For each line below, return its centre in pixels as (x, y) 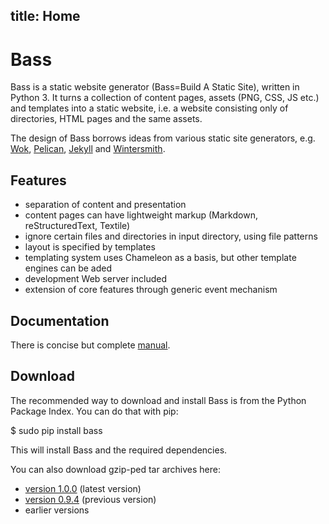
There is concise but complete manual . (90, 345)
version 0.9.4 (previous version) (90, 499)
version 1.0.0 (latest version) (83, 488)
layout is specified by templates (90, 247)
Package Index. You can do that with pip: (94, 411)
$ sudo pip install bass (56, 430)
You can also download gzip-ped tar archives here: (115, 469)
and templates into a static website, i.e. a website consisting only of (149, 108)
